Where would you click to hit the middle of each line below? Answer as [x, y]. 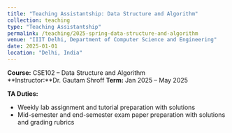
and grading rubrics [46, 122]
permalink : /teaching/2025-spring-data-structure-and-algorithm [103, 33]
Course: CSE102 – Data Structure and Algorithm [76, 72]
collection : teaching [39, 20]
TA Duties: [23, 93]
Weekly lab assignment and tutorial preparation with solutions [106, 107]
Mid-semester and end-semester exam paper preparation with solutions [121, 114]
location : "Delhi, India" [45, 53]
